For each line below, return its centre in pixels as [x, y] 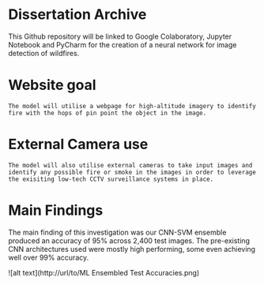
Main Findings [56, 210]
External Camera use [78, 144]
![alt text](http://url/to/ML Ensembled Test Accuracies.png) [104, 272]
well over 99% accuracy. [49, 257]
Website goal [52, 85]
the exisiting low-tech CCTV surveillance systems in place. [111, 179]
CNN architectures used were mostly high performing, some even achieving [132, 249]
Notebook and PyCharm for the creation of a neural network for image [123, 44]
